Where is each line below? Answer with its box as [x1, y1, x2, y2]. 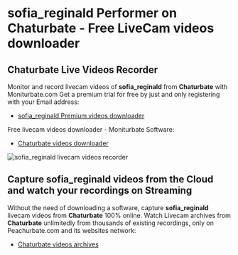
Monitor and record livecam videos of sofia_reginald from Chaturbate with [7, 83, 228, 90]
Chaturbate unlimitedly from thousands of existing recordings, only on [7, 219, 215, 227]
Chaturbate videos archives [17, 240, 99, 249]
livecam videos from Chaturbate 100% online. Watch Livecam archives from [7, 211, 231, 219]
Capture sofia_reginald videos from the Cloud [7, 173, 214, 186]
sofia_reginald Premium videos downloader [17, 112, 145, 120]
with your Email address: [7, 98, 80, 106]
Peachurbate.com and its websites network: [7, 226, 136, 234]
